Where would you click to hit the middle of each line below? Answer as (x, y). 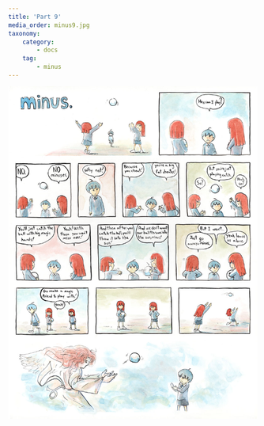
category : (39, 42)
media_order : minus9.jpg (49, 25)
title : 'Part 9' (35, 17)
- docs (47, 50)
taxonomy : (25, 33)
